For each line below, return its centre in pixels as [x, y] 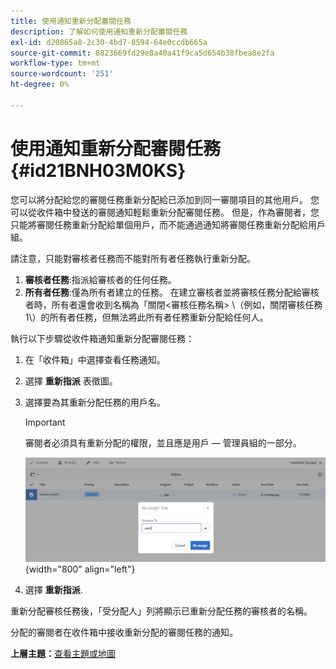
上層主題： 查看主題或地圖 [63, 654]
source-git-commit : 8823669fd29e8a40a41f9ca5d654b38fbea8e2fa [142, 53]
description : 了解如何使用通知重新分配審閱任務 [99, 31]
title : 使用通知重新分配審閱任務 [71, 21]
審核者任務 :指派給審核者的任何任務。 [100, 279]
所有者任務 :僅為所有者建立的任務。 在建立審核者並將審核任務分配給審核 [172, 292]
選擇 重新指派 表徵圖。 [71, 381]
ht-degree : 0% [40, 85]
